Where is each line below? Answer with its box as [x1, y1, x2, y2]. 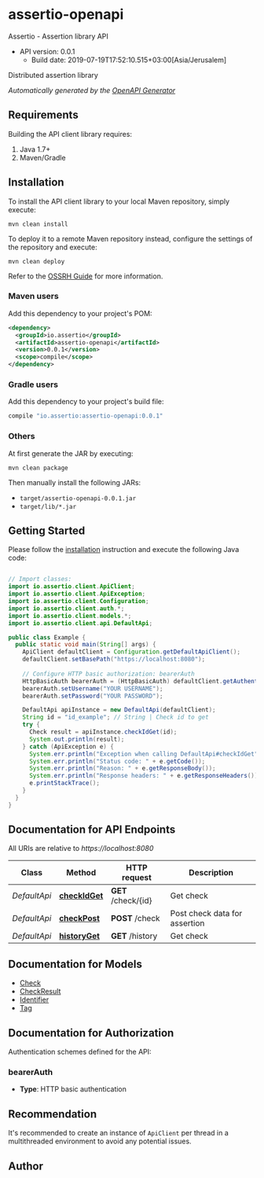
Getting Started [8, 524, 86, 537]
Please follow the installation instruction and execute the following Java [8, 545, 240, 554]
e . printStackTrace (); [28, 779, 101, 787]
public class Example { [8, 633, 86, 642]
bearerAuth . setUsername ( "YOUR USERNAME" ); [22, 684, 163, 693]
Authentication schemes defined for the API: [8, 1047, 152, 1057]
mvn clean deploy [8, 257, 65, 265]
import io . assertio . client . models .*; [8, 612, 132, 620]
